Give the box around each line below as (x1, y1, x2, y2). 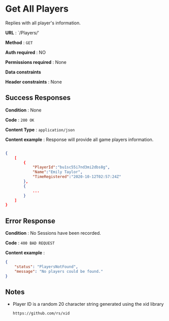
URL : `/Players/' (5, 29, 40, 35)
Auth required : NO (5, 49, 46, 55)
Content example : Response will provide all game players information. (5, 136, 154, 142)
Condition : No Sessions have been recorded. (5, 230, 102, 236)
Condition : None (5, 107, 42, 113)
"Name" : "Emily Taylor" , (32, 169, 83, 175)
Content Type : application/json (5, 126, 75, 132)
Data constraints (5, 69, 42, 75)
